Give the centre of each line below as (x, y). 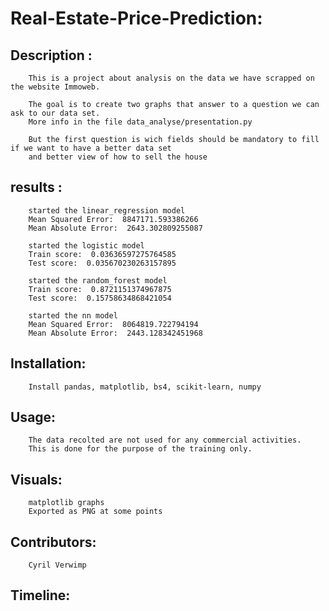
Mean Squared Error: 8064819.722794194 (113, 324)
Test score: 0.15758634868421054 (100, 298)
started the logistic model (86, 245)
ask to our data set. (55, 113)
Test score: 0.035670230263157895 (102, 263)
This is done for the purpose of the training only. (140, 449)
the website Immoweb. (55, 87)
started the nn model (73, 315)
